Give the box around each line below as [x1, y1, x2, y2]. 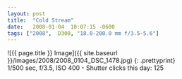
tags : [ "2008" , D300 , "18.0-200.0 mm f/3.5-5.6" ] [7, 29, 159, 37]
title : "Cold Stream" [7, 17, 74, 24]
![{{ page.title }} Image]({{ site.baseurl [7, 49, 118, 57]
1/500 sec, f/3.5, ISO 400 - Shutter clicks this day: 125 [7, 64, 164, 72]
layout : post [7, 10, 46, 17]
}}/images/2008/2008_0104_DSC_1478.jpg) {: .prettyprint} [7, 57, 176, 65]
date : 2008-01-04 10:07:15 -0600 [7, 23, 115, 30]
